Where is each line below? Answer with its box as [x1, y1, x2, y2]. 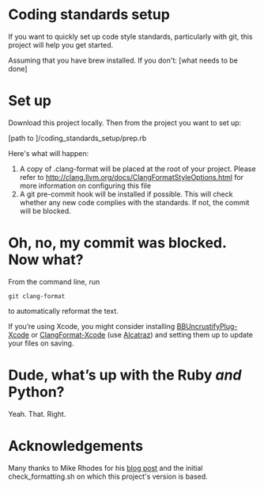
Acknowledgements [8, 437, 144, 455]
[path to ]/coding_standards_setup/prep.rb [8, 133, 147, 143]
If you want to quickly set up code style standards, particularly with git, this [8, 32, 253, 41]
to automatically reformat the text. [8, 306, 119, 315]
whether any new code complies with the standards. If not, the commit [19, 197, 250, 207]
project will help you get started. [8, 40, 114, 49]
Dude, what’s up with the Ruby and [8, 366, 242, 384]
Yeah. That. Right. [8, 409, 66, 418]
